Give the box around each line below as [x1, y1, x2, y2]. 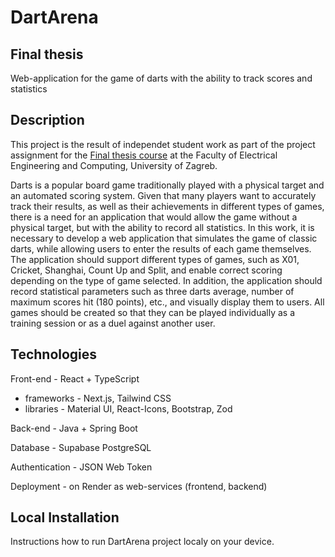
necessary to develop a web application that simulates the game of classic [10, 232, 318, 244]
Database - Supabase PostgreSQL [10, 441, 152, 453]
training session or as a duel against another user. [10, 317, 216, 329]
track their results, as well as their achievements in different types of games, [10, 200, 325, 212]
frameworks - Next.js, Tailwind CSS [24, 392, 172, 404]
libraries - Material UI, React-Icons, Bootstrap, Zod [24, 402, 233, 415]
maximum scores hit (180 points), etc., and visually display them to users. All [10, 296, 325, 308]
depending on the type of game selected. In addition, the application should [10, 274, 323, 286]
